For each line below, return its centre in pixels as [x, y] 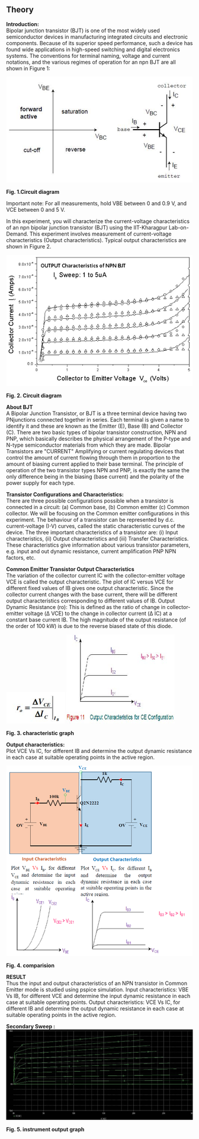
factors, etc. [21, 557]
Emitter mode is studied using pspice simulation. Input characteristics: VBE [97, 990]
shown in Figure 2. [29, 246]
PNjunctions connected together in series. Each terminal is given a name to [98, 419]
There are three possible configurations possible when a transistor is [90, 501]
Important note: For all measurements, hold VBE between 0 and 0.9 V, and [97, 203]
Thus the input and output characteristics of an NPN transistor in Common [97, 983]
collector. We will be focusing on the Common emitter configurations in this [98, 513]
